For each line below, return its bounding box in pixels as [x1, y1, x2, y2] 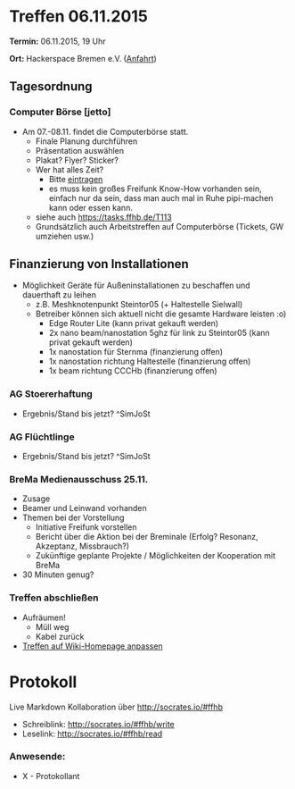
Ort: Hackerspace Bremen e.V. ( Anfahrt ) [9, 53, 158, 63]
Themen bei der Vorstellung [21, 512, 125, 524]
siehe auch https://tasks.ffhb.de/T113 [35, 212, 172, 222]
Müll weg [35, 621, 70, 632]
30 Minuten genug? [21, 569, 94, 580]
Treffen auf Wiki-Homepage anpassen [21, 641, 163, 651]
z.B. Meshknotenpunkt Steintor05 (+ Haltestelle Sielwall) [35, 299, 243, 310]
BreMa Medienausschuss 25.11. [9, 473, 149, 485]
